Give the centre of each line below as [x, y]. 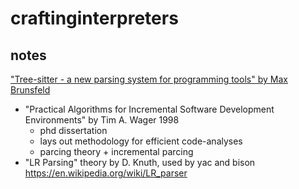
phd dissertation [73, 130]
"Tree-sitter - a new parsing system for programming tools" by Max [149, 79]
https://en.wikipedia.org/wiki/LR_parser [106, 173]
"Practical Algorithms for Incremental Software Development [149, 109]
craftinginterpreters [94, 18]
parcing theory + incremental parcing [116, 151]
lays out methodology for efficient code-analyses [141, 141]
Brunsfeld [30, 90]
